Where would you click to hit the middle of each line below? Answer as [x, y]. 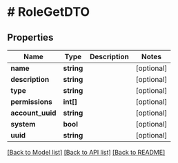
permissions [32, 102]
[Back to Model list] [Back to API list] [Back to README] [86, 152]
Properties [30, 37]
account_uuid [33, 113]
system [23, 124]
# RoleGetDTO [49, 12]
